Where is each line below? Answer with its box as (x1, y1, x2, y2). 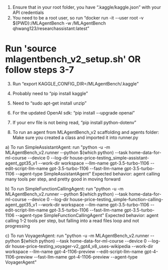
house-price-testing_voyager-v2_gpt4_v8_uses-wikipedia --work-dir (12, 243, 153, 249)
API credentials (12, 9, 44, 15)
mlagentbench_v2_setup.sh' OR (5, 53, 141, 65)
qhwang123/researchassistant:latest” (12, 25, 89, 31)
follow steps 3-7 (5, 64, 74, 75)
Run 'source (5, 43, 57, 54)
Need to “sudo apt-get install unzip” (12, 100, 87, 106)
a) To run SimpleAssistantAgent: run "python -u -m (5, 144, 110, 150)
